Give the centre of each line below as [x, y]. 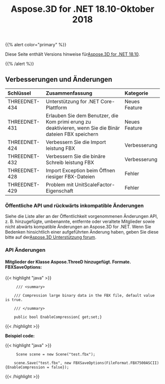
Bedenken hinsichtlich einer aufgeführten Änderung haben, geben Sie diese [82, 232]
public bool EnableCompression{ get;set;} [58, 317]
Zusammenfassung [69, 93]
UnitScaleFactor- [95, 185]
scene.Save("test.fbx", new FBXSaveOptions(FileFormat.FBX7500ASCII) [87, 363]
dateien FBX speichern [72, 134]
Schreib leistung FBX [70, 162]
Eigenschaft [60, 191]
